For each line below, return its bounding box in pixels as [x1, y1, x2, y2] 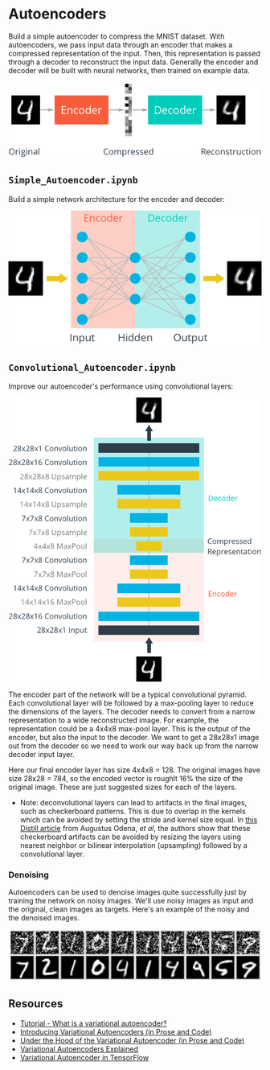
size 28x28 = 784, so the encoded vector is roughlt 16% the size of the [8, 773, 243, 783]
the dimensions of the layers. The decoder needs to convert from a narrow [8, 706, 256, 716]
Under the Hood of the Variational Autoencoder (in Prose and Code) [19, 1035, 245, 1045]
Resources [8, 997, 63, 1010]
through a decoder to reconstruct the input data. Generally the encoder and [8, 57, 259, 67]
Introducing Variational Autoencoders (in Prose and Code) [19, 1027, 212, 1036]
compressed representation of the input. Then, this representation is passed [8, 48, 261, 58]
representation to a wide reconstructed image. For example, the [8, 715, 219, 725]
